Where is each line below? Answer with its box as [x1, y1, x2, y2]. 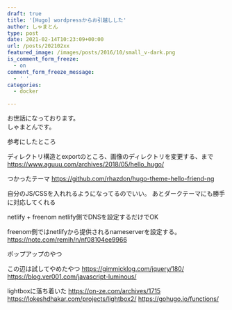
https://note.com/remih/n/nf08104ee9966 [7, 235, 127, 244]
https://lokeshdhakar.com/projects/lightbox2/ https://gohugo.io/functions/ [7, 295, 219, 303]
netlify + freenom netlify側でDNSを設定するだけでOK [7, 213, 158, 222]
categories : [7, 82, 42, 88]
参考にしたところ [7, 137, 56, 146]
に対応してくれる [7, 198, 56, 206]
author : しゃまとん [7, 23, 58, 30]
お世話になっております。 [7, 114, 80, 123]
